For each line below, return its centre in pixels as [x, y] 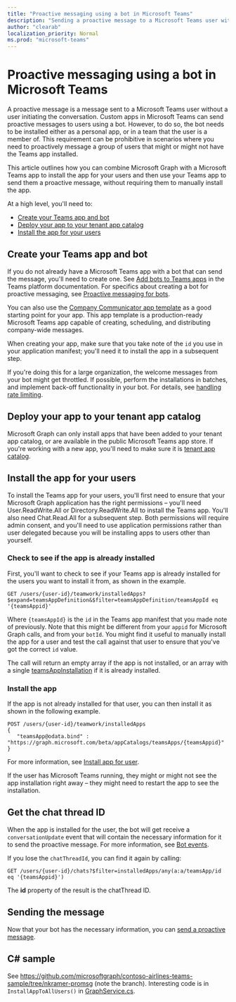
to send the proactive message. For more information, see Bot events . [108, 844]
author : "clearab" [34, 27]
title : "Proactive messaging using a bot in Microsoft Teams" [100, 14]
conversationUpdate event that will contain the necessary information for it [114, 837]
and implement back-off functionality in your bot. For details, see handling [114, 387]
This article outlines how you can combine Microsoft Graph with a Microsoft [117, 168]
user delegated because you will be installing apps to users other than [109, 533]
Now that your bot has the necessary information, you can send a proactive [117, 929]
